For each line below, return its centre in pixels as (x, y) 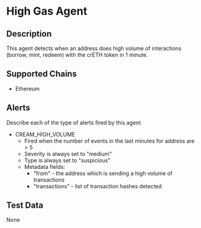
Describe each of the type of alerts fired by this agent (74, 123)
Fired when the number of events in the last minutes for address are (109, 141)
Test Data (25, 205)
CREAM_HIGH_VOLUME (45, 134)
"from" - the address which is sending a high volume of (103, 173)
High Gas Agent (47, 11)
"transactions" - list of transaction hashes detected (97, 186)
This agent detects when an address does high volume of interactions (94, 48)
